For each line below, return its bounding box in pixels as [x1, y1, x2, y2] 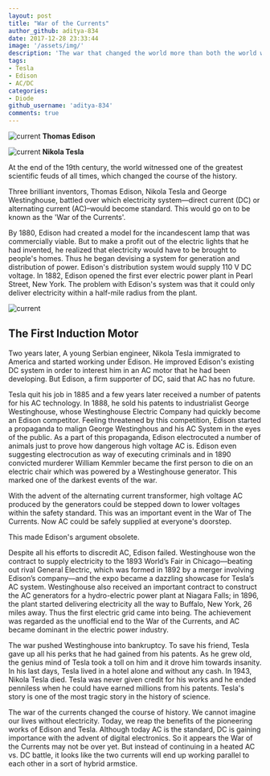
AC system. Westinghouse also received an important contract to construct [8, 582, 257, 591]
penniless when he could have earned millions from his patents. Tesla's [8, 683, 245, 693]
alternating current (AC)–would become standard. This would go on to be [8, 204, 251, 214]
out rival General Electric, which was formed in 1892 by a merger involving [8, 565, 255, 575]
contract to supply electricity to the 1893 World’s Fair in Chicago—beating [8, 556, 253, 566]
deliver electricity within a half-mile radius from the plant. [8, 288, 198, 297]
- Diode [8, 94, 35, 102]
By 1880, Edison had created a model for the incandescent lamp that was [8, 228, 251, 238]
